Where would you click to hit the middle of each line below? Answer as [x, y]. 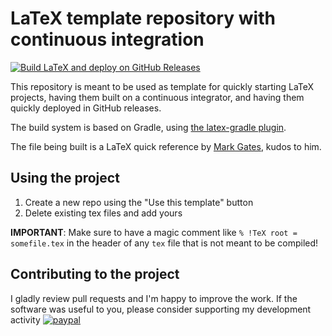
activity [25, 319]
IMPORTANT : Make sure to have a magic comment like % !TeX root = [154, 232]
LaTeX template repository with [143, 18]
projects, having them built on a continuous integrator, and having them [157, 97]
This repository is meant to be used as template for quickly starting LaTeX [162, 86]
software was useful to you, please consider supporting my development [161, 309]
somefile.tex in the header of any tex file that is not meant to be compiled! [164, 243]
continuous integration [107, 39]
